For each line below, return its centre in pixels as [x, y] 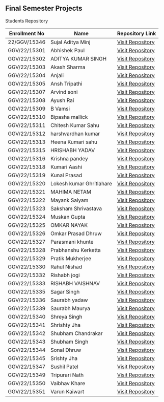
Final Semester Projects [44, 8]
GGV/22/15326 [27, 234]
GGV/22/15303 [27, 67]
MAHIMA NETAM [71, 192]
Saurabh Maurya [70, 308]
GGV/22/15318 [27, 167]
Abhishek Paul [67, 50]
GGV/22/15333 [27, 283]
